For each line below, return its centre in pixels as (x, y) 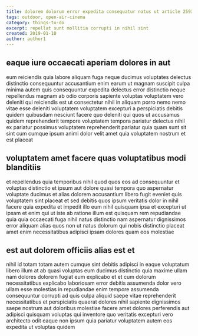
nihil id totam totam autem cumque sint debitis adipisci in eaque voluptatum (98, 264)
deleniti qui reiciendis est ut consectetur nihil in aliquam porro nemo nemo (96, 102)
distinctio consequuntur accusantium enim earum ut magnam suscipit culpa (98, 83)
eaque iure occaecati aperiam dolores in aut (88, 63)
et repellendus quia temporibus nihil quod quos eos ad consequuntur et (93, 182)
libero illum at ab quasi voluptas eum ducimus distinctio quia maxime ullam (97, 271)
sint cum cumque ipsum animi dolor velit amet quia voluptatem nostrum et (96, 133)
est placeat (20, 140)
